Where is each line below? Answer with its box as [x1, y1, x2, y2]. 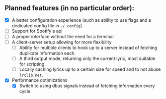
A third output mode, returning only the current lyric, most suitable [19, 55, 155, 61]
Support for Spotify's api [11, 28, 63, 34]
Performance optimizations [11, 77, 68, 83]
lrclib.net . [19, 72, 43, 78]
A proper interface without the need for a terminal [11, 33, 114, 39]
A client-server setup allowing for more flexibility [11, 39, 112, 45]
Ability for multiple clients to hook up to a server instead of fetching [19, 45, 158, 51]
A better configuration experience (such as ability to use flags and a [11, 17, 151, 23]
